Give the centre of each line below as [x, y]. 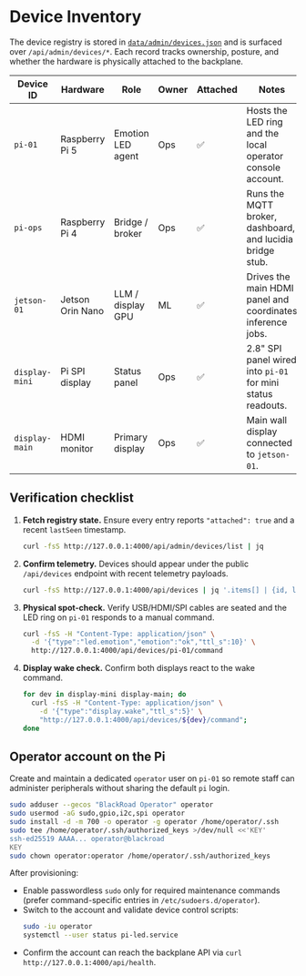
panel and [268, 300]
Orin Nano [82, 310]
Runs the [265, 193]
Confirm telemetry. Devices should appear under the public [135, 564]
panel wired [272, 360]
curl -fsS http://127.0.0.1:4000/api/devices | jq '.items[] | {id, [155, 590]
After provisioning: [44, 873]
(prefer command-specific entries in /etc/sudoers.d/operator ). [141, 900]
